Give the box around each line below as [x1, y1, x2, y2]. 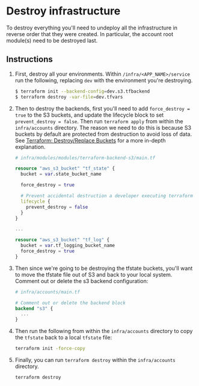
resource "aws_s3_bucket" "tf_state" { [14, 165, 115, 172]
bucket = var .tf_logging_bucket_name [20, 242, 115, 249]
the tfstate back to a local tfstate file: [14, 334, 112, 341]
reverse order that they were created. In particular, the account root [6, 30, 174, 37]
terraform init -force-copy [14, 346, 85, 352]
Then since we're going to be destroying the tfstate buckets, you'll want [14, 265, 193, 272]
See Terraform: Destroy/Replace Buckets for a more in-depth [14, 136, 167, 144]
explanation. [14, 143, 46, 150]
